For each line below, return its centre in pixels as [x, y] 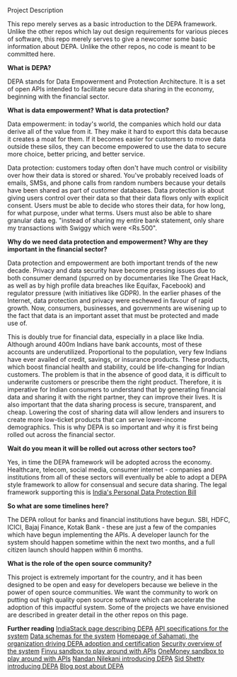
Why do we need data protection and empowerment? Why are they [108, 241]
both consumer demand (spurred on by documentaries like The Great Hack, [118, 278]
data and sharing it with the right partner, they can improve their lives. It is [115, 397]
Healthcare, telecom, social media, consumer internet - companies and [111, 470]
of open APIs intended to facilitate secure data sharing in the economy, [111, 89]
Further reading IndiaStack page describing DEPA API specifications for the [118, 628]
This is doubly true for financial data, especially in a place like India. [106, 337]
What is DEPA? [29, 68]
